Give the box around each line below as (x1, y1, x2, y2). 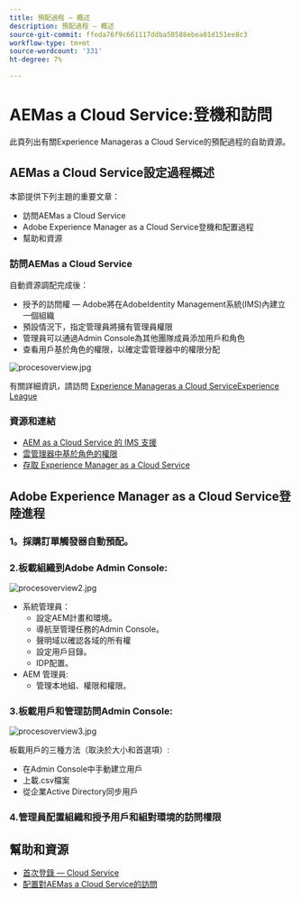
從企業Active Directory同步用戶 (22, 786, 139, 797)
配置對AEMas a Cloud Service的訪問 (22, 878, 158, 889)
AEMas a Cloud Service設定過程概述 (9, 165, 214, 181)
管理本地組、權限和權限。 (35, 680, 132, 690)
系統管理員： (22, 601, 70, 612)
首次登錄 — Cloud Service (22, 867, 120, 878)
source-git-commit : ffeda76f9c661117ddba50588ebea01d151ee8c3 (9, 30, 248, 39)
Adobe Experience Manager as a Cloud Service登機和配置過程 (22, 221, 254, 232)
